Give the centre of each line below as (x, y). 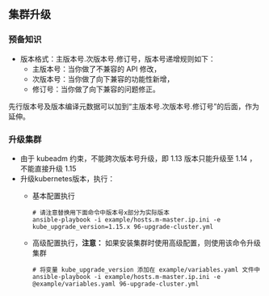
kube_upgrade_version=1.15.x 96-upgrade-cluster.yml (123, 226)
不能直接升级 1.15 (48, 168)
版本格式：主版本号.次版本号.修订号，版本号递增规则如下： (118, 58)
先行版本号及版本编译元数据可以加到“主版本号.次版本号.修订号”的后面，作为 (134, 106)
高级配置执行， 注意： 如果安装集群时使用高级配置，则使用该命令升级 (146, 243)
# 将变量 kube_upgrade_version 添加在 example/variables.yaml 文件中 (146, 269)
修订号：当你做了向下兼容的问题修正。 (96, 89)
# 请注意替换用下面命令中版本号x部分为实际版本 (101, 213)
